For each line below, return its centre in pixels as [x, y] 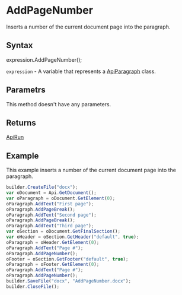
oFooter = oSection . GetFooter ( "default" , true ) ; [67, 259]
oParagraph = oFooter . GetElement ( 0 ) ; [53, 265]
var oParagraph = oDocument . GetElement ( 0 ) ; [61, 198]
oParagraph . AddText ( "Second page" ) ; [51, 215]
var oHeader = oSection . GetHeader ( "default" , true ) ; [73, 237]
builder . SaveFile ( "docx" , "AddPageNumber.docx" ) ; [69, 281]
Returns [21, 123]
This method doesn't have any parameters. [59, 104]
